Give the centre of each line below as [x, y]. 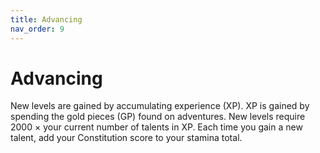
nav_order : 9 [37, 29]
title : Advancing [46, 19]
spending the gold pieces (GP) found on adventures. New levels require [158, 117]
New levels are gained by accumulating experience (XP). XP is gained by [160, 106]
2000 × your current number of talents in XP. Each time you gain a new [156, 127]
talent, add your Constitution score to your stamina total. [126, 138]
